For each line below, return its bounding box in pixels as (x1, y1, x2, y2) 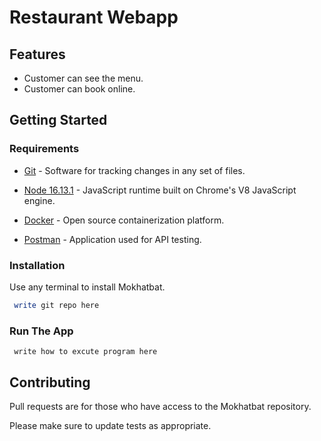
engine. (23, 194, 56, 206)
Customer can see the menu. (23, 72, 144, 84)
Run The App (9, 324, 74, 338)
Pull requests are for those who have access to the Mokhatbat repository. (9, 400, 312, 412)
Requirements (9, 142, 80, 156)
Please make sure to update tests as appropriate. (9, 419, 212, 431)
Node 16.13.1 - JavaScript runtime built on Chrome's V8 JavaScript (23, 184, 297, 196)
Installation (9, 258, 66, 272)
